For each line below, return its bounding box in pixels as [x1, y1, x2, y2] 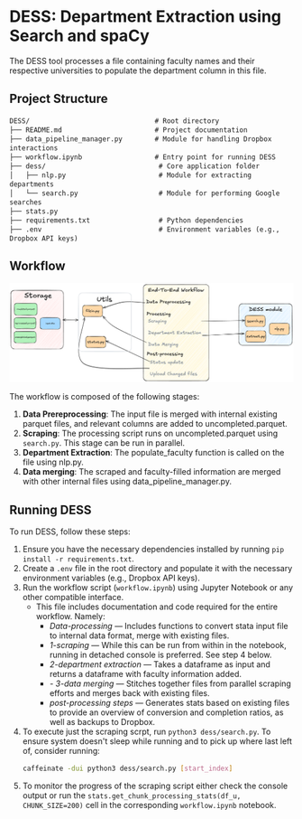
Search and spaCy [9, 25, 151, 46]
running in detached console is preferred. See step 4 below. [49, 649, 272, 661]
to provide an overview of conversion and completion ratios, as [49, 707, 284, 718]
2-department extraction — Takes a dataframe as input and [49, 659, 270, 670]
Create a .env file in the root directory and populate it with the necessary [22, 563, 293, 574]
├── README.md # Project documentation [9, 125, 248, 135]
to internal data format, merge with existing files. [49, 630, 230, 641]
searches [9, 197, 42, 207]
